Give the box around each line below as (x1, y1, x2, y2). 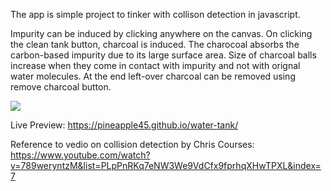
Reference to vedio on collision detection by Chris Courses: (10, 139, 255, 150)
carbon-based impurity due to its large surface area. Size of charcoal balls (10, 49, 317, 61)
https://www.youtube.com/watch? (10, 149, 151, 161)
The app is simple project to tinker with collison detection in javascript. (10, 9, 301, 20)
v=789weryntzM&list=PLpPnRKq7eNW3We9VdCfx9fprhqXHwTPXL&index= (10, 160, 322, 171)
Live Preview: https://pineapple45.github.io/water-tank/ (10, 119, 239, 131)
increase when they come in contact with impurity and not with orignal (10, 60, 301, 71)
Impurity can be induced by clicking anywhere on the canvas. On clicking (10, 28, 313, 39)
